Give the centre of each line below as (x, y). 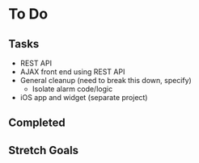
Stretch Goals (44, 150)
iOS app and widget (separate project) (84, 97)
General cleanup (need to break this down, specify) (106, 80)
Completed (37, 123)
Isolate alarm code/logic (72, 89)
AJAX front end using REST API (72, 72)
